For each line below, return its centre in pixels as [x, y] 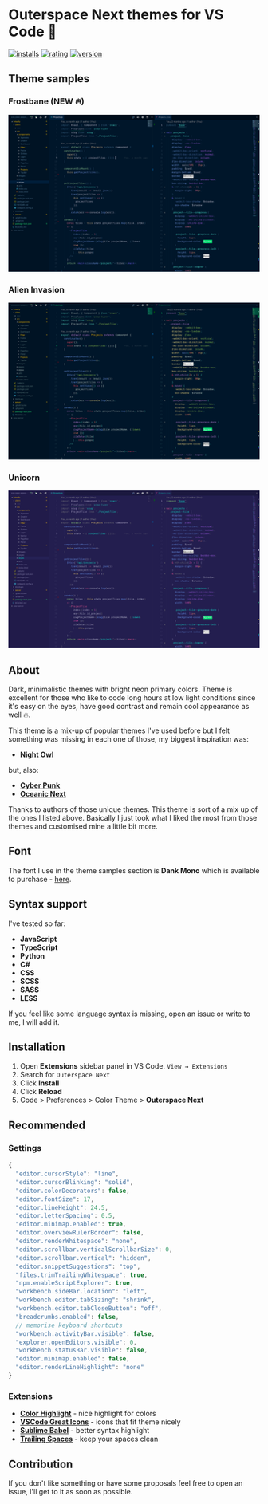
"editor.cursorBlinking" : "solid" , [75, 1182]
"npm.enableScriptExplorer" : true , [75, 1283]
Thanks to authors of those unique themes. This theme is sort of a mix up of [133, 809]
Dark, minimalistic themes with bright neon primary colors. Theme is [120, 689]
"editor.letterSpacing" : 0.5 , [65, 1216]
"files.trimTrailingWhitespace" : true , [82, 1275]
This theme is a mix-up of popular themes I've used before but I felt [119, 730]
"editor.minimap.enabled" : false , [73, 1359]
